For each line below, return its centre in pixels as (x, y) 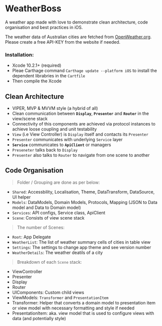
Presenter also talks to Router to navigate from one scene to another (81, 155)
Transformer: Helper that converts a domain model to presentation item (84, 302)
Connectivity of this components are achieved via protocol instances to (84, 124)
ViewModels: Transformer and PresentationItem (60, 298)
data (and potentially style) (39, 318)
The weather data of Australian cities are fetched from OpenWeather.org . (79, 37)
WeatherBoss (33, 9)
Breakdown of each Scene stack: (49, 262)
